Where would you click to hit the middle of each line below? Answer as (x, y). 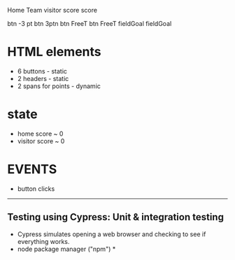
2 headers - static (43, 78)
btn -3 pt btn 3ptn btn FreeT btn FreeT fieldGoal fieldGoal (90, 23)
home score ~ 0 (40, 133)
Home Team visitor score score (52, 10)
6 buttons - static (42, 71)
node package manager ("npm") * (66, 249)
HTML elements (54, 52)
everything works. (43, 241)
